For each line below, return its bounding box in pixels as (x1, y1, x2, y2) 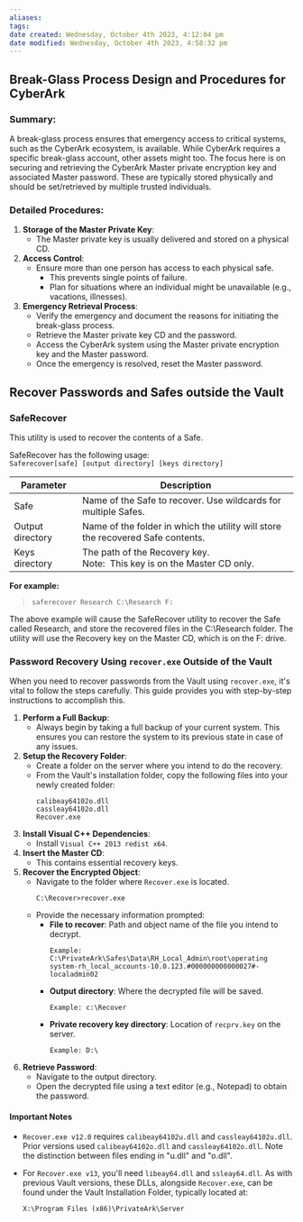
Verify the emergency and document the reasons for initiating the (35, 310, 280, 321)
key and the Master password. (35, 349, 149, 360)
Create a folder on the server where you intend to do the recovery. (35, 760, 283, 771)
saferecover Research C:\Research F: (31, 597, 174, 607)
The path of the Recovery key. (82, 546, 210, 558)
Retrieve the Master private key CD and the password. (35, 330, 237, 341)
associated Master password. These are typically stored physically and (9, 171, 273, 182)
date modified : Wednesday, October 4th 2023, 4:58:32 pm (9, 38, 228, 48)
